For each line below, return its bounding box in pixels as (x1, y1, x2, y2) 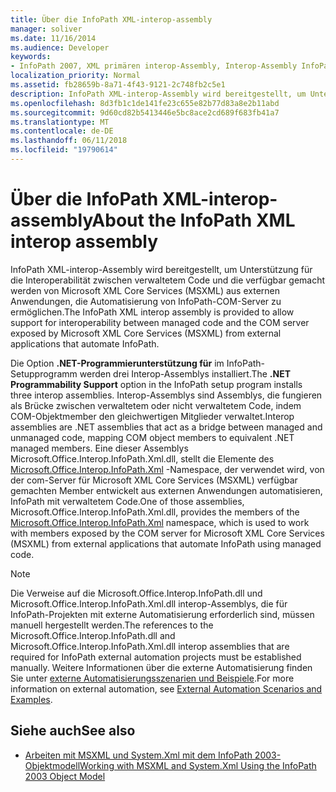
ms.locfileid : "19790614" (10, 145, 118, 155)
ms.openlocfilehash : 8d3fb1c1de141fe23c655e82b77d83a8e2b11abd (10, 98, 280, 108)
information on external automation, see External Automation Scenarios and (10, 682, 323, 695)
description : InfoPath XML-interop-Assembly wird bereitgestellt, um (10, 89, 307, 99)
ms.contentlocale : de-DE (10, 126, 114, 136)
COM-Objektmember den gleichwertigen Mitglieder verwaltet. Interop (10, 410, 295, 422)
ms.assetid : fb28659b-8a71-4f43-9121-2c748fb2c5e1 (10, 80, 226, 90)
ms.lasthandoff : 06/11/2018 (10, 136, 128, 146)
